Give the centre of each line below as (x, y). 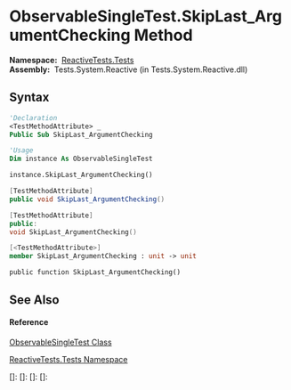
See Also (34, 300)
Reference (29, 322)
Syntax (29, 97)
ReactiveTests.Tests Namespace (69, 359)
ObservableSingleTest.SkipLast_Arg (146, 16)
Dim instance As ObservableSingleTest (81, 159)
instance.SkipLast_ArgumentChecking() (81, 175)
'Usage (21, 150)
